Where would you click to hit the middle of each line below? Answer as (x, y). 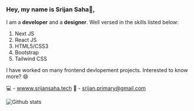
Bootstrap (27, 53)
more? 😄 (17, 77)
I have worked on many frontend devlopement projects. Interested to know (97, 70)
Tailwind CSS (31, 59)
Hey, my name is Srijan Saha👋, (51, 9)
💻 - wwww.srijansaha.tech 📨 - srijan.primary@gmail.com (76, 89)
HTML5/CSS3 (31, 46)
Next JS (24, 34)
